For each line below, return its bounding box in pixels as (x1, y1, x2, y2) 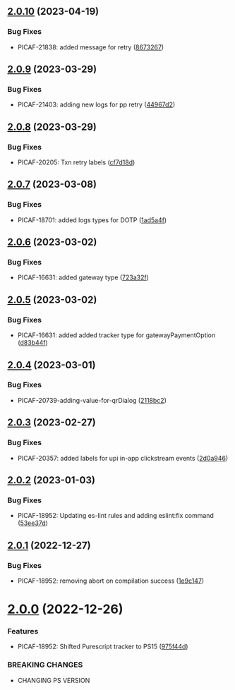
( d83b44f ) (17, 339, 48, 347)
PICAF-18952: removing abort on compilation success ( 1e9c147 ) (17, 576, 205, 585)
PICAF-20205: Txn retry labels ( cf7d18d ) (17, 158, 135, 167)
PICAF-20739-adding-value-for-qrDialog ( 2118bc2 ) (17, 396, 167, 404)
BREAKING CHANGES (7, 660, 83, 670)
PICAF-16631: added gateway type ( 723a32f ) (17, 273, 150, 282)
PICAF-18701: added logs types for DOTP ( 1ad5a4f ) (17, 215, 167, 224)
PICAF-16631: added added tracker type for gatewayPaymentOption (17, 331, 216, 339)
